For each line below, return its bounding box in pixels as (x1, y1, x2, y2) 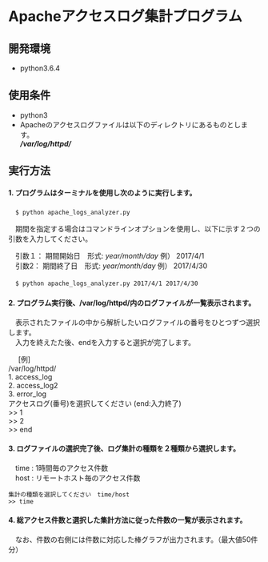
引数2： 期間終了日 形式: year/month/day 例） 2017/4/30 (14, 261, 208, 271)
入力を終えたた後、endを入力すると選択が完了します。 (14, 337, 196, 347)
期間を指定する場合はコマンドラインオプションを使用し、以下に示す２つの (14, 224, 261, 234)
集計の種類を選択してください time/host (8, 490, 130, 499)
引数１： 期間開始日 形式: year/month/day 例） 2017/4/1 (14, 251, 205, 261)
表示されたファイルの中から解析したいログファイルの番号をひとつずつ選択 (14, 317, 261, 327)
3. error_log (8, 389, 46, 399)
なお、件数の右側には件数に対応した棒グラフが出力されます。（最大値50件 (14, 535, 258, 544)
